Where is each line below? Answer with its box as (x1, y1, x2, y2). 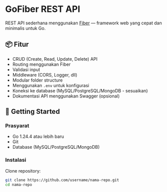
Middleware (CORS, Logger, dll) (12, 72, 78, 78)
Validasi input (12, 66, 40, 73)
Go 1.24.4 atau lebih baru (12, 133, 64, 140)
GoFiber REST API (5, 3, 81, 15)
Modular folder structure (12, 77, 63, 83)
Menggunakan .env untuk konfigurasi (12, 82, 90, 88)
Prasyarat (5, 122, 29, 129)
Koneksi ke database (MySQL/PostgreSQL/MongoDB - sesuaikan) (12, 88, 148, 94)
